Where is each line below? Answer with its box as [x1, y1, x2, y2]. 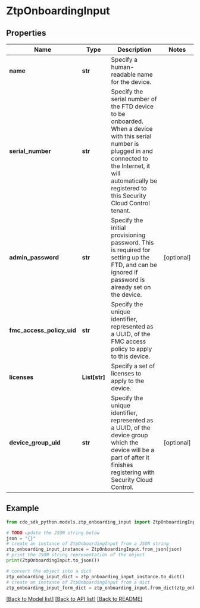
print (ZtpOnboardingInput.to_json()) [6, 557, 100, 563]
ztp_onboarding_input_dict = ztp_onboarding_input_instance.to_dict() [6, 573, 185, 579]
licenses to [111, 369, 142, 377]
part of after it [111, 453, 150, 462]
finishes [111, 461, 133, 469]
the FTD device [111, 102, 154, 111]
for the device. [111, 78, 152, 86]
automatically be [111, 177, 158, 185]
